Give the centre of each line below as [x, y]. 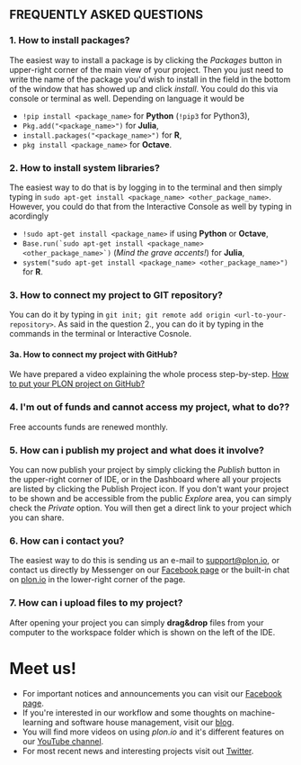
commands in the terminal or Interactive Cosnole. [101, 334]
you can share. [37, 517]
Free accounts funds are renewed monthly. [89, 427]
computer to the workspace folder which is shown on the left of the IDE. [142, 632]
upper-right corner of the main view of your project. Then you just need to [146, 69]
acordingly [29, 216]
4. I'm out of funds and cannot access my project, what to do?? [150, 407]
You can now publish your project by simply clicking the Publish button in [145, 470]
